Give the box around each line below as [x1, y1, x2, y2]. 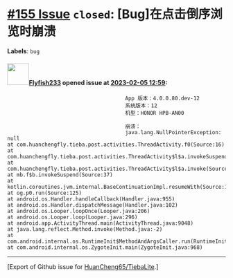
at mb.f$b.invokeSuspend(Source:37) [7, 172, 113, 178]
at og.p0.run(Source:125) [7, 189, 82, 197]
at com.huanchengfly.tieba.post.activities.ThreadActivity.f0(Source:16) [7, 141, 225, 149]
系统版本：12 [125, 102, 157, 109]
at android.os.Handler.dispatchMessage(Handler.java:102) [7, 202, 178, 209]
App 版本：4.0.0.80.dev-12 [125, 95, 200, 102]
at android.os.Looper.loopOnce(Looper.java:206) [7, 208, 150, 215]
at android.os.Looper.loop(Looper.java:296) [7, 214, 138, 221]
